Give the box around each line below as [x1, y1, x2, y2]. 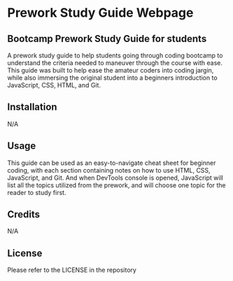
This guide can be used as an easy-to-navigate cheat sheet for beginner [7, 159, 216, 167]
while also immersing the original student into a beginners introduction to [7, 73, 218, 82]
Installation [7, 101, 57, 113]
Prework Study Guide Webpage [7, 5, 194, 21]
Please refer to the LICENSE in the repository [7, 266, 136, 274]
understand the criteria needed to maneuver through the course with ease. [7, 59, 223, 67]
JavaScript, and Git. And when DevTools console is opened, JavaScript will [7, 173, 224, 182]
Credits [7, 208, 41, 221]
